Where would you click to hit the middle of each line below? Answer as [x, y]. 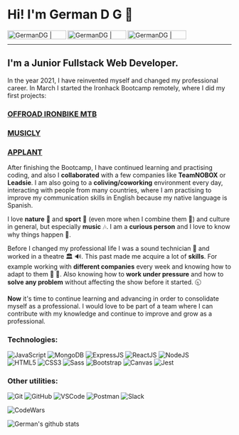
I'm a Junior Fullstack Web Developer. [93, 63]
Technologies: [33, 339]
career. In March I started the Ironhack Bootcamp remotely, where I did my [116, 87]
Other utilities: [33, 381]
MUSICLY [24, 133]
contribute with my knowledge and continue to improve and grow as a [110, 313]
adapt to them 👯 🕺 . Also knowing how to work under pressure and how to [116, 274]
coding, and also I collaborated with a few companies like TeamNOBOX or [117, 175]
